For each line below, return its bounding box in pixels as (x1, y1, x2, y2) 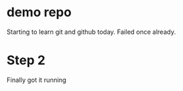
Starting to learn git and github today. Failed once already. (6, 28, 177, 36)
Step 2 (6, 52, 45, 68)
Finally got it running (6, 75, 67, 84)
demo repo (6, 4, 72, 20)
